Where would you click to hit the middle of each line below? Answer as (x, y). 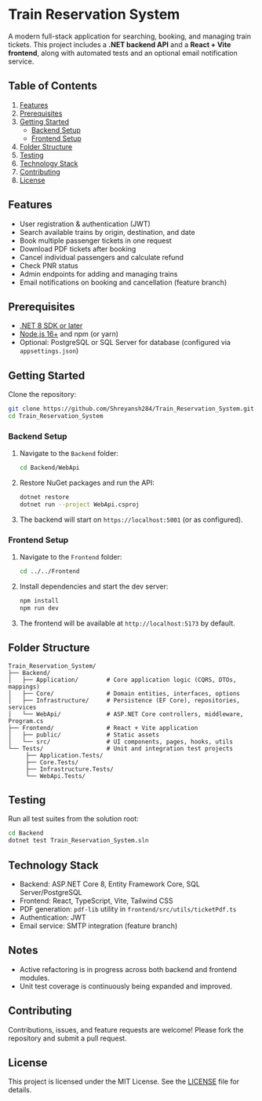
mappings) (24, 686)
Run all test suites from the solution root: (73, 819)
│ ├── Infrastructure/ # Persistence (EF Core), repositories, (124, 700)
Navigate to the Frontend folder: (71, 557)
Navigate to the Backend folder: (69, 453)
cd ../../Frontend (49, 571)
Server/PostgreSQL (51, 892)
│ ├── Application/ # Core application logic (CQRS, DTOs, (122, 680)
